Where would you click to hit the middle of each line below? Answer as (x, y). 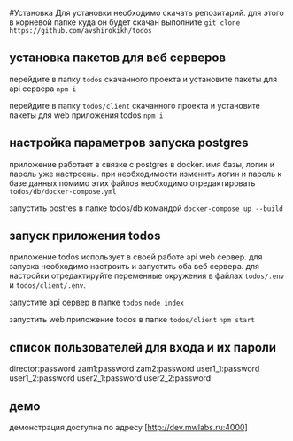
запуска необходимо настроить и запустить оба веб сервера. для (134, 267)
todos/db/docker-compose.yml (63, 191)
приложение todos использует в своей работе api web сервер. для (136, 257)
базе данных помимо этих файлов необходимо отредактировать (132, 183)
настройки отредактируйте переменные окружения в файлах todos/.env (147, 276)
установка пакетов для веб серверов (118, 58)
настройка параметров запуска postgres (129, 143)
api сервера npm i (43, 89)
